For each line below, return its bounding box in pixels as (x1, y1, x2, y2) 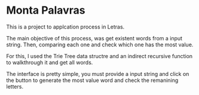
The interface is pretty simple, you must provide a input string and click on (6, 70, 189, 77)
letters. (6, 83, 24, 90)
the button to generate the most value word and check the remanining (6, 77, 179, 84)
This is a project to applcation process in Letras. (6, 23, 125, 30)
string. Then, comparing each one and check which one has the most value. (6, 41, 194, 48)
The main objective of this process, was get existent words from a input (6, 34, 183, 42)
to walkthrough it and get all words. (6, 59, 93, 66)
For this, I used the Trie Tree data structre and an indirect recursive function (6, 52, 193, 59)
